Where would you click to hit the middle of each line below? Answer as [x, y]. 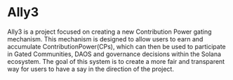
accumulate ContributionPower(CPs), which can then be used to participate [116, 46]
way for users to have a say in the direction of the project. [91, 69]
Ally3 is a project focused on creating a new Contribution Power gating [109, 32]
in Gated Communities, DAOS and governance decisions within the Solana [114, 54]
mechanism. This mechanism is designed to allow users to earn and [105, 39]
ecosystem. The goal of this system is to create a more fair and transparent [116, 61]
